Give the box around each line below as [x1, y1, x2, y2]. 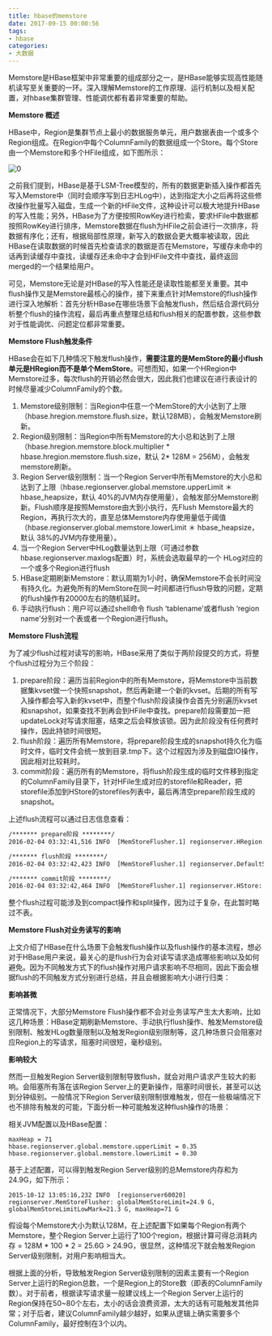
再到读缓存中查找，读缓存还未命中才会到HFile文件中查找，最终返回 [15, 252, 239, 261]
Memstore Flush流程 [8, 631, 79, 640]
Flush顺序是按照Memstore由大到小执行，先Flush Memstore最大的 [34, 503, 253, 512]
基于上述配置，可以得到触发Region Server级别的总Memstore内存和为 [8, 1165, 239, 1175]
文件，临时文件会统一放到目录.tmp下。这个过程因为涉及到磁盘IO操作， [27, 747, 263, 755]
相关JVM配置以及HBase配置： [8, 1119, 110, 1130]
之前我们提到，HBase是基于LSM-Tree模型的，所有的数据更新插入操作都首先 [8, 181, 261, 190]
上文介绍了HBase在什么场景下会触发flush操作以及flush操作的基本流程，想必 [8, 942, 262, 952]
